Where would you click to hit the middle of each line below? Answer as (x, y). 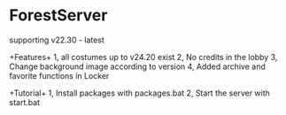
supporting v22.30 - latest (57, 40)
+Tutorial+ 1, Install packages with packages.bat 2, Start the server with (139, 93)
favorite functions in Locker (59, 75)
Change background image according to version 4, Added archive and (137, 66)
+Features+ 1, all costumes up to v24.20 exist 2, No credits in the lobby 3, (143, 57)
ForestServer (58, 15)
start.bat (25, 102)
